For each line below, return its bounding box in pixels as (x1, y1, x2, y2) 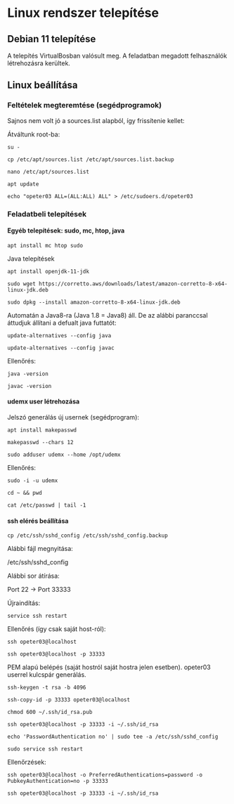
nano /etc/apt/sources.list (7, 168, 90, 175)
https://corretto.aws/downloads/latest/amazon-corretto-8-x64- (38, 280, 228, 287)
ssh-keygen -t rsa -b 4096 (7, 684, 86, 692)
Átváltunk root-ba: (7, 130, 60, 138)
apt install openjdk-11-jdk (7, 268, 90, 275)
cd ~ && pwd (7, 490, 42, 497)
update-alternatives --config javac (7, 344, 115, 351)
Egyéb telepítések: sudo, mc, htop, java (7, 226, 125, 235)
